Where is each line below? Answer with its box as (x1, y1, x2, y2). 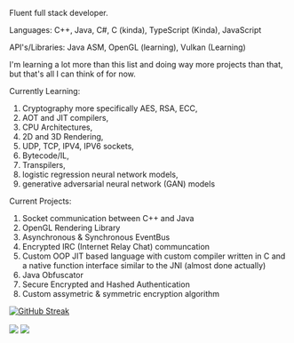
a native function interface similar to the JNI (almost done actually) (21, 260, 266, 270)
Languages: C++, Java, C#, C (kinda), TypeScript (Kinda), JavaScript (9, 25, 262, 35)
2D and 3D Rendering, (21, 132, 104, 141)
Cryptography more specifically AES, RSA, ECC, (21, 103, 198, 114)
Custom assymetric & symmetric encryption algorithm (21, 289, 220, 299)
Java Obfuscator (21, 270, 84, 280)
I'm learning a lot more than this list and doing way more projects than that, (9, 60, 283, 69)
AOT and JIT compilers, (21, 113, 109, 123)
